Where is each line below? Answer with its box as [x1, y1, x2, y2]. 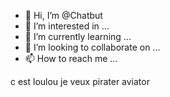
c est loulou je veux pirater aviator [10, 76, 150, 87]
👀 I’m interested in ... [24, 20, 110, 32]
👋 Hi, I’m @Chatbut [24, 10, 103, 21]
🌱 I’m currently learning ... [24, 31, 132, 42]
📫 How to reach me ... [24, 53, 118, 64]
